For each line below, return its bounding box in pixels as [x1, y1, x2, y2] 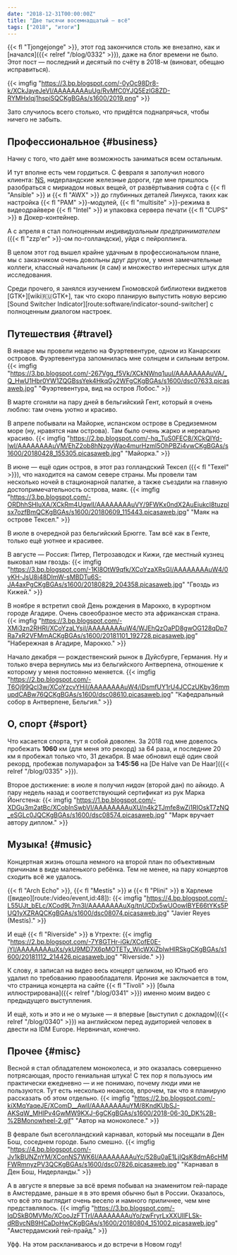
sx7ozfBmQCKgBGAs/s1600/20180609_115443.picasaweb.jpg [7, 508, 187, 516]
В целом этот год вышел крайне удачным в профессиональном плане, [7, 248, 221, 257]
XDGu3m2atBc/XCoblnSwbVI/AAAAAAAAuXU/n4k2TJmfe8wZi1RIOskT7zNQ [7, 803, 229, 811]
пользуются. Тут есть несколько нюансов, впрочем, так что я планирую [7, 1086, 226, 1095]
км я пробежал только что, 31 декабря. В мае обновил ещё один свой [7, 752, 219, 760]
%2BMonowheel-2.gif [7, 1116, 72, 1125]
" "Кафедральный [170, 690, 224, 698]
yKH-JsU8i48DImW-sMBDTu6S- [7, 573, 102, 581]
